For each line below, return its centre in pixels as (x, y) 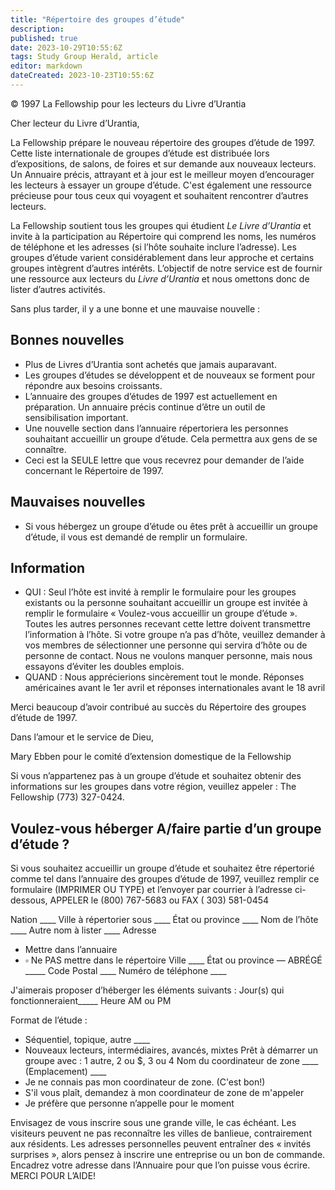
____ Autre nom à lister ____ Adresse (83, 930)
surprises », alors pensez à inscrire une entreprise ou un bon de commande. (168, 1155)
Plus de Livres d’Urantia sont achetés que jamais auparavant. (150, 364)
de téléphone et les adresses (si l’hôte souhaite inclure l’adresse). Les (153, 247)
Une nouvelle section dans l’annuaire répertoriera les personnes (156, 428)
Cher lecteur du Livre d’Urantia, (75, 123)
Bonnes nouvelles (67, 340)
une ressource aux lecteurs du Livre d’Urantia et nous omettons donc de (160, 278)
